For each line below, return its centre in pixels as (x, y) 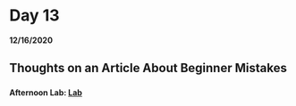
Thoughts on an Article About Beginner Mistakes (148, 68)
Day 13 (34, 16)
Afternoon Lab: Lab (46, 93)
